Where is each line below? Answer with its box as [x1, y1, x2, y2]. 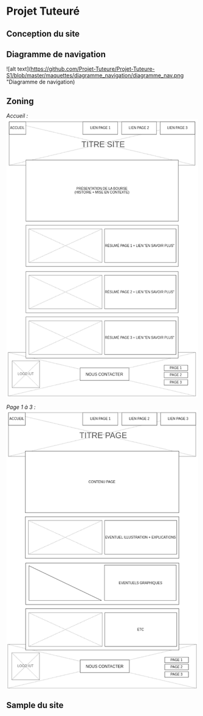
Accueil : [6, 112, 29, 119]
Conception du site [6, 29, 80, 39]
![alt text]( [6, 65, 32, 73]
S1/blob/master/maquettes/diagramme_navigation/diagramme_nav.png [6, 72, 184, 79]
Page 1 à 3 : [6, 403, 36, 411]
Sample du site [6, 700, 64, 711]
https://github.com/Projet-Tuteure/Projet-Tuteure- [30, 65, 155, 73]
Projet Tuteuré [6, 4, 80, 18]
